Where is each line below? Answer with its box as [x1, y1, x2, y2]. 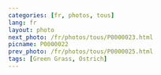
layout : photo [8, 26, 55, 34]
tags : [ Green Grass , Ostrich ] [8, 55, 108, 63]
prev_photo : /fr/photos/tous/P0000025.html [8, 48, 154, 55]
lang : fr [8, 19, 37, 27]
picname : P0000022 [8, 41, 69, 48]
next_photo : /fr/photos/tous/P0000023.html [8, 33, 154, 41]
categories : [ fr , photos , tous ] [8, 11, 114, 20]
